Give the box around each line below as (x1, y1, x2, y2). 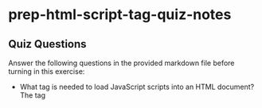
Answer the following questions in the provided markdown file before (8, 58, 235, 67)
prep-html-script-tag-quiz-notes (8, 6, 232, 24)
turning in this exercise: (8, 67, 85, 76)
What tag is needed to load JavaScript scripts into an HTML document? (19, 82, 255, 91)
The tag (19, 91, 46, 100)
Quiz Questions (8, 37, 87, 51)
